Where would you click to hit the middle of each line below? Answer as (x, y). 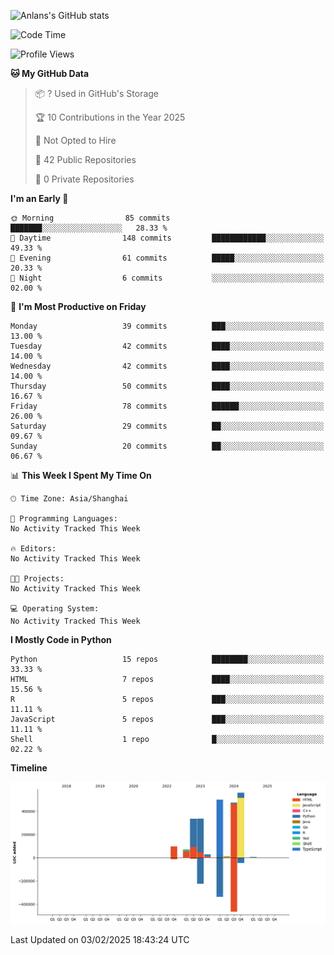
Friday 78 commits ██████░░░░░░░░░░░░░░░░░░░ (167, 406)
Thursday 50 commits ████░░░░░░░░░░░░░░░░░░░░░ (167, 386)
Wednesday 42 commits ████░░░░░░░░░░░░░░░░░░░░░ (167, 366)
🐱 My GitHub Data (50, 73)
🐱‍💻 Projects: (37, 579)
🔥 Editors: (33, 549)
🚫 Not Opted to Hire (75, 140)
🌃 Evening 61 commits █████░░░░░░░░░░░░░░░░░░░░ (167, 258)
